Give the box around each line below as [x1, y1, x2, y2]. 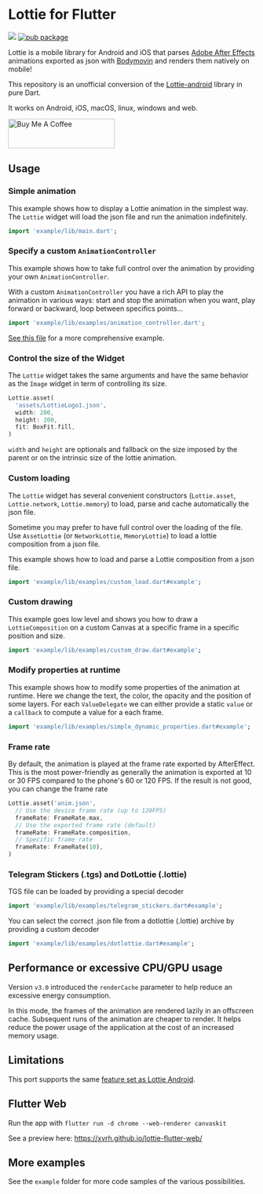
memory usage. [8, 1031, 59, 1040]
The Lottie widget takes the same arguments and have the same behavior [8, 371, 249, 380]
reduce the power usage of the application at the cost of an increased [8, 1022, 234, 1032]
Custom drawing [8, 597, 73, 608]
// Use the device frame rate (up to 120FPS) [15, 806, 167, 814]
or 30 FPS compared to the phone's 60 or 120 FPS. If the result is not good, [8, 776, 252, 786]
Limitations [8, 1053, 64, 1067]
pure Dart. [8, 88, 42, 97]
